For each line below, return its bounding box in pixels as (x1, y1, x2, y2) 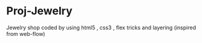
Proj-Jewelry (6, 4, 73, 18)
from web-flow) (6, 30, 45, 37)
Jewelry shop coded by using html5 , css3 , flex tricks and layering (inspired (6, 24, 197, 31)
